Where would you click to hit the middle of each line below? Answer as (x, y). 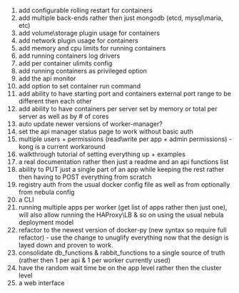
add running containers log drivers (69, 56)
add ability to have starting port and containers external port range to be (124, 93)
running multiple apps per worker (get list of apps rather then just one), (123, 207)
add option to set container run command (80, 86)
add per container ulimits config (65, 63)
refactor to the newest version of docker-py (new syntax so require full (122, 230)
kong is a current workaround (62, 146)
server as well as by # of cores (63, 116)
